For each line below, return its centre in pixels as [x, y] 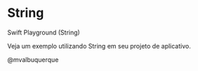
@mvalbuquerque [33, 59]
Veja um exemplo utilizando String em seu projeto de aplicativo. [99, 46]
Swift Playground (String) [44, 32]
